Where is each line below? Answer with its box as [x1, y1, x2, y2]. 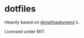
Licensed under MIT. [4, 28, 46, 34]
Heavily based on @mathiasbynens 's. [4, 19, 80, 25]
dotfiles [4, 3, 36, 14]
